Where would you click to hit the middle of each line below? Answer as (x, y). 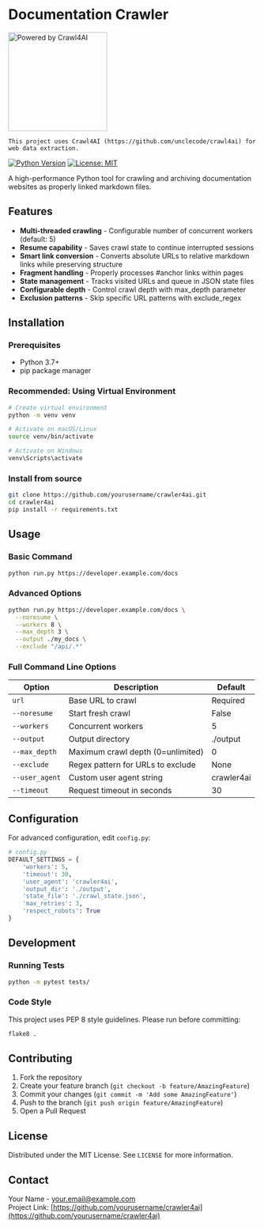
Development (42, 943)
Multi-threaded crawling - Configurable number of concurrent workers (136, 230)
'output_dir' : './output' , (67, 889)
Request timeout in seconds (120, 791)
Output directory (99, 739)
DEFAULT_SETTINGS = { (44, 860)
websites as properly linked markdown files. (80, 187)
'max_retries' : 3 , (53, 904)
